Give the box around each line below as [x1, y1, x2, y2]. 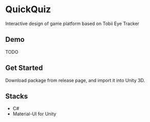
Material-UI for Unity [12, 111, 56, 117]
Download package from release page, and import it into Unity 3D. [5, 77, 145, 83]
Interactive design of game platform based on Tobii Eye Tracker [5, 20, 140, 27]
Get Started [5, 64, 43, 72]
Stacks [5, 92, 28, 101]
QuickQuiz [5, 4, 51, 15]
